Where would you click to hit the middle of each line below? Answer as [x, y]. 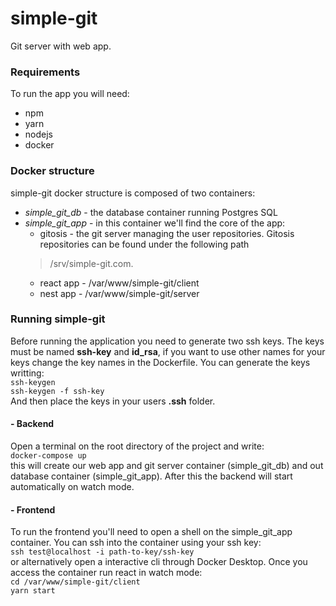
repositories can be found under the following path [144, 244]
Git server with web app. [61, 46]
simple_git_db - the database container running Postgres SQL [151, 212]
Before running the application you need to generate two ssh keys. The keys [167, 341]
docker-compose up [48, 456]
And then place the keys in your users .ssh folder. [113, 401]
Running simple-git [58, 319]
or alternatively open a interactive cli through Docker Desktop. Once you [159, 562]
